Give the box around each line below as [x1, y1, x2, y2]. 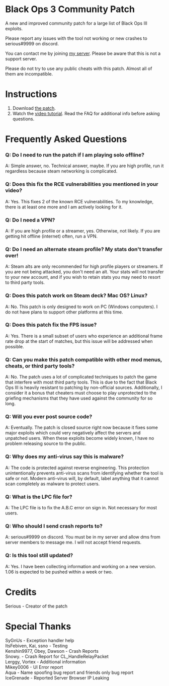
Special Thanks [5, 621, 71, 632]
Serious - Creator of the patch [5, 603, 68, 609]
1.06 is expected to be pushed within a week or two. [5, 569, 113, 575]
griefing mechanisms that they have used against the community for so [5, 395, 153, 401]
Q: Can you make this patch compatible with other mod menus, [5, 356, 162, 363]
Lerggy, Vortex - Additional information [5, 658, 86, 665]
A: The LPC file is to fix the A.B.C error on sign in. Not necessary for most [5, 505, 157, 511]
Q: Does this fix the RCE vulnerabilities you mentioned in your [5, 181, 158, 188]
